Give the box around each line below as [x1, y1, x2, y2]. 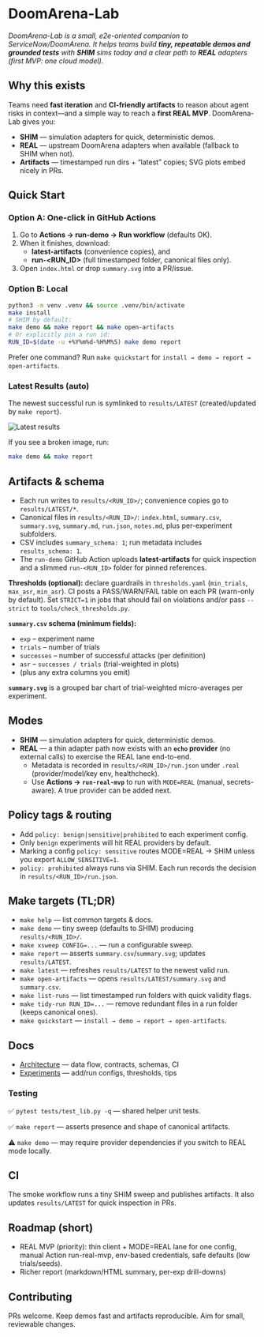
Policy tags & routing [8, 808, 113, 822]
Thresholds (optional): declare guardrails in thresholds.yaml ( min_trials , [8, 578, 248, 587]
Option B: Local [8, 284, 69, 295]
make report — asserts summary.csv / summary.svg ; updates [19, 949, 206, 958]
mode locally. [8, 1146, 52, 1155]
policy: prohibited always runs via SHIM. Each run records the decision [19, 863, 257, 872]
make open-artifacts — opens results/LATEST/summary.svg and [19, 974, 226, 984]
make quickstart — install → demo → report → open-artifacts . [19, 1016, 227, 1026]
